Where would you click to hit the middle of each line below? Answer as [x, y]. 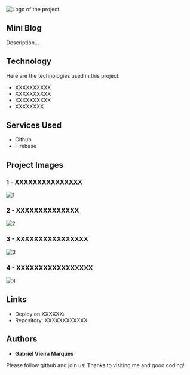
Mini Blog [24, 28]
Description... [23, 43]
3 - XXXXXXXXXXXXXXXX [47, 239]
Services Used [34, 125]
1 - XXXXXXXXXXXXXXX [44, 182]
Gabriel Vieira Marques [44, 353]
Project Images [35, 165]
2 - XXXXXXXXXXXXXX [43, 211]
